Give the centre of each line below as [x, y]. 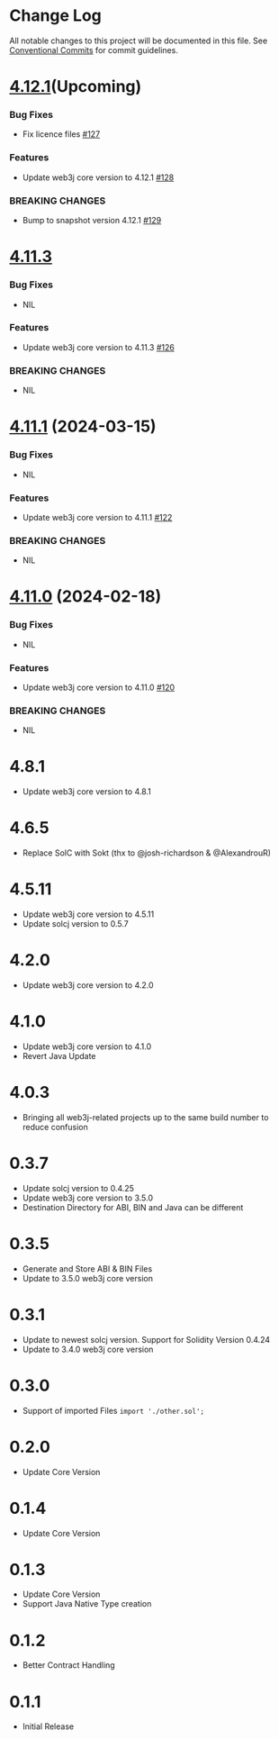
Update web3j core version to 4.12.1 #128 [98, 177]
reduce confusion [55, 1127]
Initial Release [48, 1726]
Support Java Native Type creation [87, 1604]
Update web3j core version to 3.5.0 [88, 1198]
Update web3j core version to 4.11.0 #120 [99, 687]
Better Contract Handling [68, 1665]
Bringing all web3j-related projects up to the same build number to [145, 1117]
